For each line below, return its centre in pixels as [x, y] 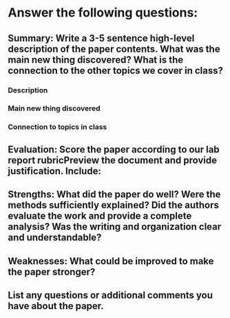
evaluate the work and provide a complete [100, 216]
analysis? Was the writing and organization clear [115, 227]
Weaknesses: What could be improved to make [111, 261]
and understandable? [55, 238]
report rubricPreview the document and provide [113, 160]
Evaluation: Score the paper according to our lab [114, 149]
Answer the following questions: [103, 13]
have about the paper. [56, 306]
